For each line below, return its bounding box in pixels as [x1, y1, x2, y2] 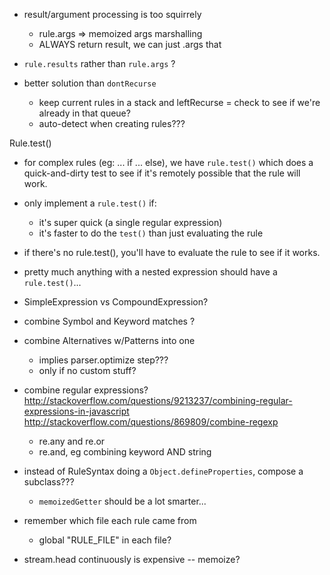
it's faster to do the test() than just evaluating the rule [38, 227, 264, 239]
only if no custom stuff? [38, 365, 137, 376]
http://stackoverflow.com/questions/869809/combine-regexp [23, 416, 279, 428]
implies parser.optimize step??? [38, 354, 169, 366]
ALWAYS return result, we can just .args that [38, 39, 222, 50]
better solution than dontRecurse [23, 77, 157, 89]
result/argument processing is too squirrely [23, 9, 202, 20]
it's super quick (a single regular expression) [38, 217, 223, 228]
